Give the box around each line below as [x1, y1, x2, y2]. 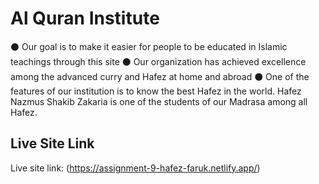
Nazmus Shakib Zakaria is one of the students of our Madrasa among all [10, 95, 308, 107]
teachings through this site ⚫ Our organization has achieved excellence [10, 55, 307, 67]
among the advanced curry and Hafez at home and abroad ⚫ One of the [10, 70, 310, 82]
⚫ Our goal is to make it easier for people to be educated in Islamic [10, 40, 288, 52]
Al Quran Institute [10, 7, 160, 30]
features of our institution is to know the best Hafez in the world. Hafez [10, 85, 302, 97]
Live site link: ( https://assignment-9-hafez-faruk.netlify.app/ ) [10, 162, 261, 174]
